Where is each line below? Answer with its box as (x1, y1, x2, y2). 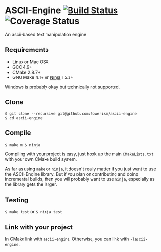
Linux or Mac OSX (12, 59, 49, 65)
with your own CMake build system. (5, 156, 77, 162)
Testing (5, 196, 29, 204)
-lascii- (130, 237, 148, 242)
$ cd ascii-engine (5, 115, 43, 120)
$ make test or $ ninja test (5, 209, 63, 215)
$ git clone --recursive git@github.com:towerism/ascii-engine (5, 111, 137, 116)
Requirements (5, 46, 49, 54)
